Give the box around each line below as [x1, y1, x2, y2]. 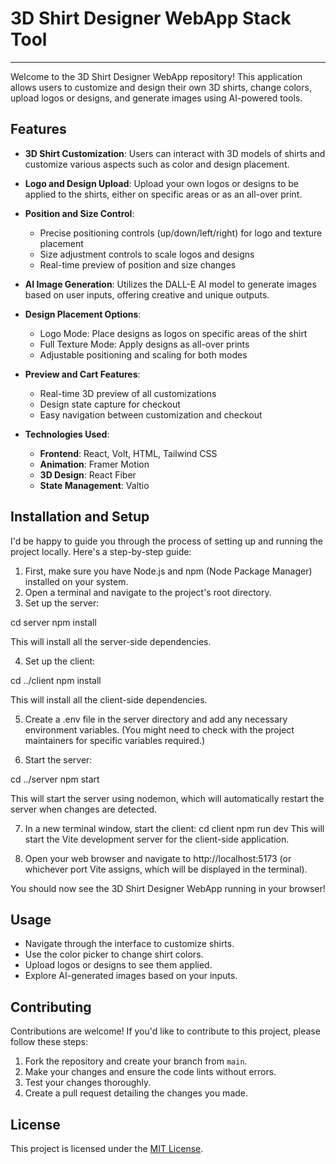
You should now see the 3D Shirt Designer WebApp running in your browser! [10, 882, 326, 894]
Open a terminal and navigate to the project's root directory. [24, 586, 272, 598]
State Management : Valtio [39, 479, 150, 491]
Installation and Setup [10, 508, 150, 526]
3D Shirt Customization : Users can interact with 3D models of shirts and [24, 147, 326, 159]
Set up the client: [24, 655, 96, 667]
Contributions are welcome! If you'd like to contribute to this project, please [10, 1025, 321, 1037]
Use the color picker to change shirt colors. [24, 948, 204, 961]
